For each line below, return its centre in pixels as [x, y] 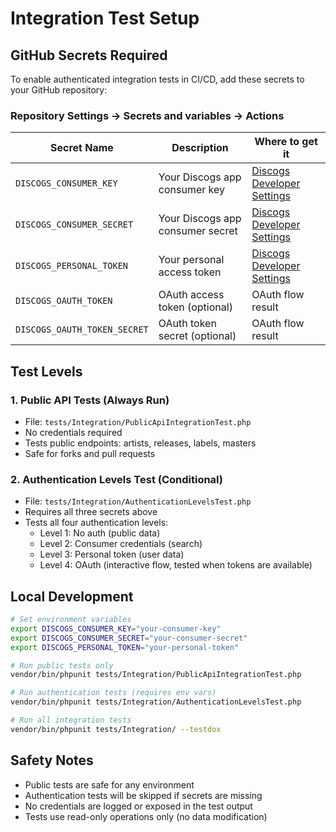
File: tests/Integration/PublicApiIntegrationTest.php [138, 421]
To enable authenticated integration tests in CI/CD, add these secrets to [157, 79]
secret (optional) [197, 336]
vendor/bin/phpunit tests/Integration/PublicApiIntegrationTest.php [156, 675]
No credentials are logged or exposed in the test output [138, 806]
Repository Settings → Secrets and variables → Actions [147, 115]
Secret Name [81, 148]
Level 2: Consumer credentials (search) [121, 544]
